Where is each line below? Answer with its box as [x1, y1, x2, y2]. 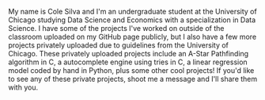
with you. [8, 83, 38, 92]
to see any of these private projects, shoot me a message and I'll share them [8, 75, 258, 83]
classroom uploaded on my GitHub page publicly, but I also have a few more [8, 32, 257, 41]
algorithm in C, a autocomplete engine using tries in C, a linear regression [8, 57, 248, 67]
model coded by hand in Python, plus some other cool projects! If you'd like [8, 66, 255, 75]
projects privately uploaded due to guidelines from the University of [8, 40, 229, 50]
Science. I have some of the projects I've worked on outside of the [8, 24, 225, 33]
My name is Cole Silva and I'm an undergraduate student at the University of [8, 7, 257, 16]
